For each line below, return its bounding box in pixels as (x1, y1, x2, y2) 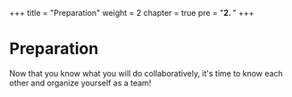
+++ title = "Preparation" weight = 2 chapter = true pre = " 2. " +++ (9, 8, 254, 18)
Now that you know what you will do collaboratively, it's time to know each (9, 68, 283, 78)
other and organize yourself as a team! (9, 77, 152, 88)
